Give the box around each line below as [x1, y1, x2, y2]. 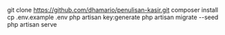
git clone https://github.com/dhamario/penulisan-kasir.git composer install [7, 6, 219, 14]
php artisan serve [7, 21, 57, 28]
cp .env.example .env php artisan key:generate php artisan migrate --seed [7, 13, 219, 21]
